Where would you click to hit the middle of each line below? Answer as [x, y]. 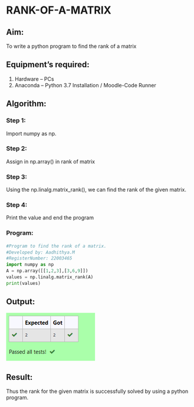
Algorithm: [26, 104]
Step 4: [17, 205]
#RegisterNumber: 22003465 [39, 258]
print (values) [24, 283]
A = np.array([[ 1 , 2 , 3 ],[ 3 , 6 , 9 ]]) [47, 271]
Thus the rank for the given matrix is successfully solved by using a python [97, 391]
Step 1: [16, 120]
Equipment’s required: [48, 65]
